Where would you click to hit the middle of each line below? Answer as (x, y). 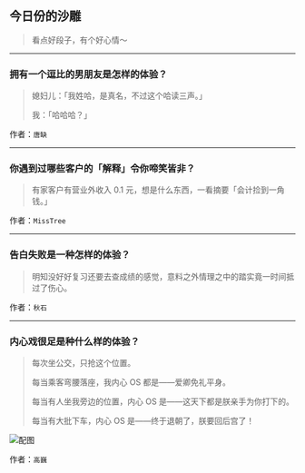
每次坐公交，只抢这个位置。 (84, 363)
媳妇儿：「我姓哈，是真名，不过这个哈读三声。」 (119, 96)
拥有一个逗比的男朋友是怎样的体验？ (89, 74)
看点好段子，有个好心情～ (79, 40)
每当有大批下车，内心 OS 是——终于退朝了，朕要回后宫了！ (143, 421)
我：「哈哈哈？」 (62, 115)
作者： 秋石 (28, 307)
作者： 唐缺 (28, 134)
